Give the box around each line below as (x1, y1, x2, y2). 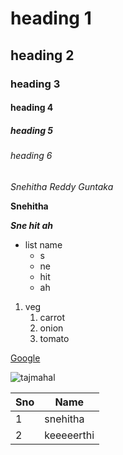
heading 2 (10, 47, 75, 64)
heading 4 (10, 102, 54, 114)
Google (10, 352, 41, 364)
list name (24, 238, 63, 251)
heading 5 (10, 124, 54, 136)
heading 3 (10, 77, 61, 91)
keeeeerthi (44, 428, 95, 442)
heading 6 (10, 150, 53, 162)
